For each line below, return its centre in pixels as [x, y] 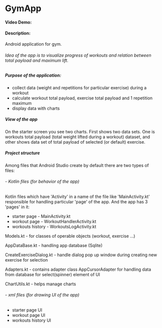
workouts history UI [32, 320]
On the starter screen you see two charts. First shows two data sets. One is [80, 131]
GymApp [23, 8]
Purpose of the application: [33, 75]
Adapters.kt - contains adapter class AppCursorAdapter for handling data [78, 269]
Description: [18, 33]
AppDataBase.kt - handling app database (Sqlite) [54, 245]
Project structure [22, 153]
